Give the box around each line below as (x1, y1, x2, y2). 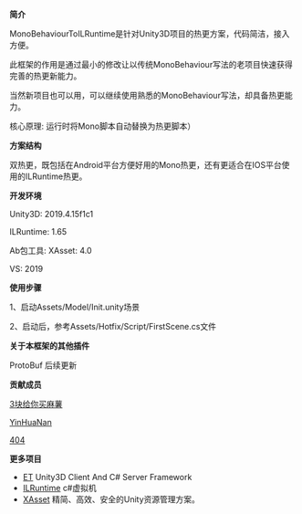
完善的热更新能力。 (9, 70, 82, 81)
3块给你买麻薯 (9, 399, 63, 409)
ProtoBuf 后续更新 (9, 360, 78, 371)
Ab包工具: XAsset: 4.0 (9, 246, 92, 256)
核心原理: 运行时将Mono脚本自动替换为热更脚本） (9, 121, 196, 131)
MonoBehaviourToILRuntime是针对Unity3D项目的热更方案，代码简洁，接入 (9, 28, 290, 39)
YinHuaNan (9, 417, 52, 427)
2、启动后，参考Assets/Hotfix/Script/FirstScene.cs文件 (9, 321, 217, 331)
